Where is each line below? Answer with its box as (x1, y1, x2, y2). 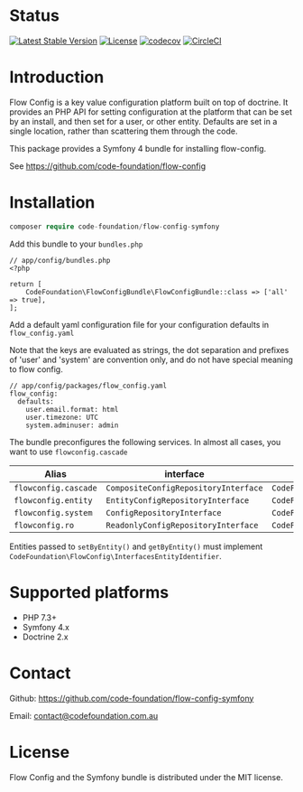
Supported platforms (9, 582, 170, 602)
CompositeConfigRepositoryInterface (106, 482, 263, 493)
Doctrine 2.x (22, 631, 69, 642)
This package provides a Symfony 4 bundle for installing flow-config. (9, 143, 267, 154)
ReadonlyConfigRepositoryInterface (106, 520, 259, 530)
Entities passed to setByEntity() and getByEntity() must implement (9, 541, 263, 552)
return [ (9, 279, 42, 289)
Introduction (9, 67, 105, 88)
